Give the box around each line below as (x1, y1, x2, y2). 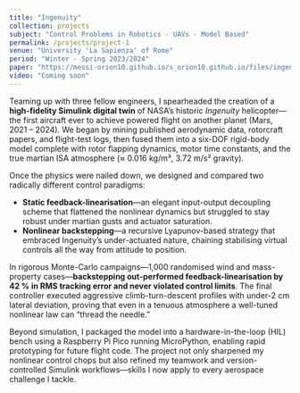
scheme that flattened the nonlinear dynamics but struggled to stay (21, 206, 271, 217)
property (9, 271, 42, 281)
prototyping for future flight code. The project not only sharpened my (9, 345, 264, 355)
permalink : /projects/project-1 (9, 38, 129, 47)
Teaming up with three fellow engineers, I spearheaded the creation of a (9, 96, 275, 106)
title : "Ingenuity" (9, 13, 82, 22)
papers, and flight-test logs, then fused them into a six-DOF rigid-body (9, 133, 270, 144)
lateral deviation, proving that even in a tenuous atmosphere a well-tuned (9, 299, 279, 310)
